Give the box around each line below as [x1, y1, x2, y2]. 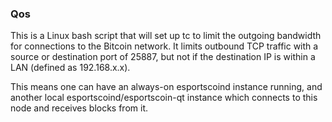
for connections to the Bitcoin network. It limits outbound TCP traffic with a [10, 40, 319, 52]
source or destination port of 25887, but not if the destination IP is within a [10, 51, 316, 63]
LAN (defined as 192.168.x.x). [10, 62, 131, 74]
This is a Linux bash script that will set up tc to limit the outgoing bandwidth [10, 30, 322, 42]
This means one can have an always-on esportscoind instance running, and [10, 81, 323, 93]
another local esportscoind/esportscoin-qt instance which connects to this [10, 92, 318, 104]
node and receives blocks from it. [10, 102, 149, 114]
